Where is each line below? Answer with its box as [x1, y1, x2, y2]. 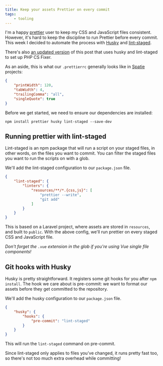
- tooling [14, 16, 34, 21]
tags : [5, 12, 16, 17]
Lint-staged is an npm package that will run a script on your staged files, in [5, 145, 155, 151]
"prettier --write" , [39, 192, 82, 197]
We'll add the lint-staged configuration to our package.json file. [5, 165, 131, 171]
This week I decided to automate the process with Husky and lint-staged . [5, 40, 152, 46]
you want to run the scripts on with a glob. [5, 156, 90, 161]
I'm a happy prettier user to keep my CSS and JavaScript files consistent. [5, 30, 152, 35]
